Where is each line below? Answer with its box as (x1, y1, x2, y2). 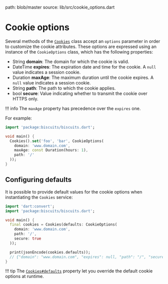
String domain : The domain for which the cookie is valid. (12, 58, 129, 64)
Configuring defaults (5, 175, 71, 184)
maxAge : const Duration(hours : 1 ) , (14, 147, 88, 153)
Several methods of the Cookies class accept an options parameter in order (5, 38, 160, 44)
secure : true (14, 236, 41, 241)
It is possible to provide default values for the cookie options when (5, 188, 142, 194)
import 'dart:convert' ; (5, 203, 55, 209)
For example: (5, 115, 32, 121)
